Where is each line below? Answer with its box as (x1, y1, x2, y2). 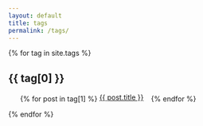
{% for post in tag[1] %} (19, 94, 98, 104)
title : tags (8, 19, 48, 27)
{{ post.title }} (99, 93, 144, 102)
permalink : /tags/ (8, 26, 69, 34)
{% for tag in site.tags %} (8, 49, 92, 58)
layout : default (8, 11, 62, 20)
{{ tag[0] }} (8, 71, 65, 85)
